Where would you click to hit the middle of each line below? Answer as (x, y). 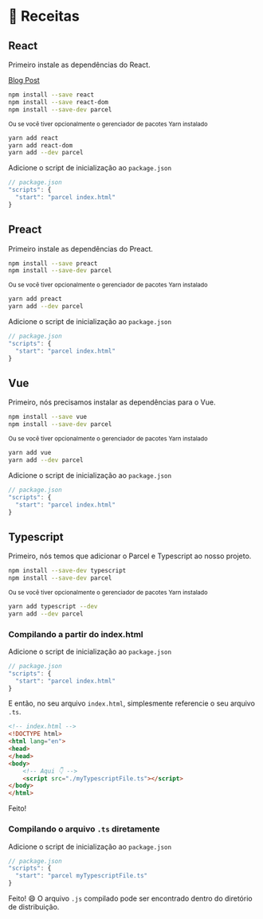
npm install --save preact (53, 263)
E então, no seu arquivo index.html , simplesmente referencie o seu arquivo (131, 703)
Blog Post (24, 80)
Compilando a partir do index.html (76, 634)
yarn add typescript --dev (53, 606)
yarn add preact (35, 299)
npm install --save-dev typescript (67, 571)
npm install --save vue (48, 417)
